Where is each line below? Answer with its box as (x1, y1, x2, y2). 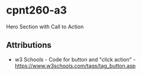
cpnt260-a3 (6, 4, 67, 17)
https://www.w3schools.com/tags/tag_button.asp (14, 62, 136, 69)
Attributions (6, 40, 52, 50)
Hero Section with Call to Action (6, 23, 84, 30)
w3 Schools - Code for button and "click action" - (14, 56, 136, 63)
